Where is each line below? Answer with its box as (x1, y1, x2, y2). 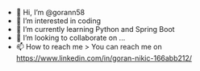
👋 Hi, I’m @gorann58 (15, 8, 85, 17)
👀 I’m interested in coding (15, 16, 102, 26)
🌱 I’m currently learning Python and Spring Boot (15, 25, 175, 34)
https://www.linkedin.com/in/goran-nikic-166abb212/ (15, 53, 192, 63)
